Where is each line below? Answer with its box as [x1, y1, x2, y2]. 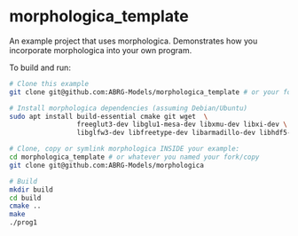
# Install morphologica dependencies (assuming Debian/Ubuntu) [9, 104, 248, 113]
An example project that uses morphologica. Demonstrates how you [9, 35, 258, 46]
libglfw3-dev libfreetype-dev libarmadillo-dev [76, 129, 255, 138]
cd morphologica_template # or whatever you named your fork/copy [9, 153, 260, 161]
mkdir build [9, 185, 53, 194]
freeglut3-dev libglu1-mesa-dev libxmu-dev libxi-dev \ [76, 120, 288, 130]
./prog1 [9, 218, 38, 227]
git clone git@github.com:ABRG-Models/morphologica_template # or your [9, 87, 279, 97]
